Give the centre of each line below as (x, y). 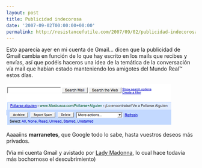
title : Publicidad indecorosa (44, 19)
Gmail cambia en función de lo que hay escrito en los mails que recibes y (97, 56)
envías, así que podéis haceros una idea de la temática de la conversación (98, 63)
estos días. (20, 75)
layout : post (23, 13)
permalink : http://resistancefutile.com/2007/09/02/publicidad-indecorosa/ (103, 32)
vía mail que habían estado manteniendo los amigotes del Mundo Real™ (94, 69)
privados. (18, 141)
